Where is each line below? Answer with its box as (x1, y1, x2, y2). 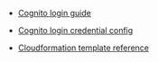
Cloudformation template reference (17, 42, 150, 53)
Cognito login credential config (17, 25, 134, 35)
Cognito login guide (17, 8, 92, 18)
